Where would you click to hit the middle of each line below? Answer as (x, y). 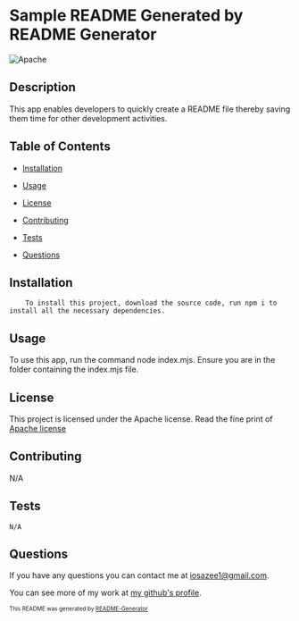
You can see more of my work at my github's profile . (106, 593)
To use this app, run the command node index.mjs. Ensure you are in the (142, 360)
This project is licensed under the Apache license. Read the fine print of (141, 419)
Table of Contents (60, 147)
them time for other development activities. (88, 118)
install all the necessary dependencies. (87, 311)
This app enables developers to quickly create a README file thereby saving (150, 109)
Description (42, 87)
